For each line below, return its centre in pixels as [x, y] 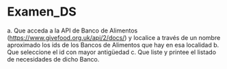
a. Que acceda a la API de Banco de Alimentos [72, 30]
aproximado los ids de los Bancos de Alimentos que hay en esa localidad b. [113, 45]
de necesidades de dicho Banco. [53, 59]
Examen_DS [42, 12]
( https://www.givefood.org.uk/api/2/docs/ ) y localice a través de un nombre [114, 37]
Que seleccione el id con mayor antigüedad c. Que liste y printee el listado [112, 52]
